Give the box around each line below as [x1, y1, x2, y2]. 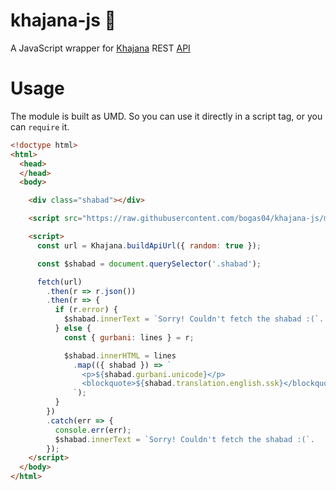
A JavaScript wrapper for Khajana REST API [10, 42, 191, 54]
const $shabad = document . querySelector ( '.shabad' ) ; [36, 259, 262, 269]
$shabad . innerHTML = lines [63, 350, 177, 361]
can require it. [10, 120, 70, 133]
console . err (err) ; [54, 425, 132, 435]
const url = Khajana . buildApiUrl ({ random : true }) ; [36, 240, 262, 251]
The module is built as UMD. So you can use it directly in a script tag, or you [10, 110, 323, 122]
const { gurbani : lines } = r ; [63, 332, 195, 343]
